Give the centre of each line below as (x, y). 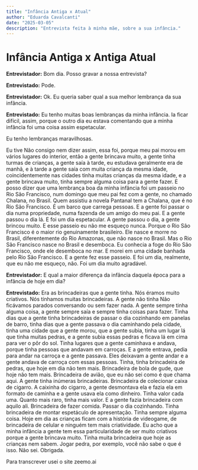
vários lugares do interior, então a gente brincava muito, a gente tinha (91, 156)
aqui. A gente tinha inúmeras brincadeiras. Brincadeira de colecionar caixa (97, 381)
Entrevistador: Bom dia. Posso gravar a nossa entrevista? (77, 74)
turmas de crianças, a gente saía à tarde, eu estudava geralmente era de (95, 163)
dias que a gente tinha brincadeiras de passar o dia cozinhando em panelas (98, 318)
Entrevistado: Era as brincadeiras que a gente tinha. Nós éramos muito (93, 293)
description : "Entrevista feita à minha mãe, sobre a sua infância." (94, 28)
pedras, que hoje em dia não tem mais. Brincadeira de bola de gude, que (95, 369)
